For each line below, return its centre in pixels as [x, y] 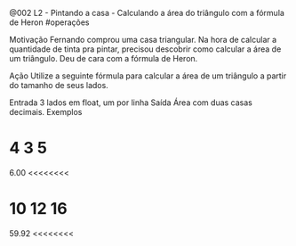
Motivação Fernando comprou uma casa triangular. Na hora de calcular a [143, 40]
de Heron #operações [49, 22]
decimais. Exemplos [46, 112]
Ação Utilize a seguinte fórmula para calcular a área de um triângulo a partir [148, 76]
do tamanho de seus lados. [59, 85]
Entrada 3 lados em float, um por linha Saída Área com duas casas [131, 102]
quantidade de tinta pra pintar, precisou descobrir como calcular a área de [145, 49]
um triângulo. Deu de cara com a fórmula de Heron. [104, 58]
